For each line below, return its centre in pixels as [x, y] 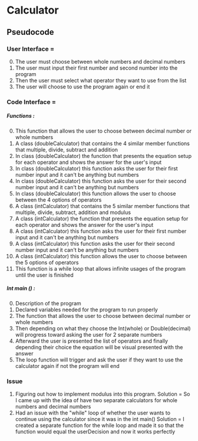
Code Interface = [32, 102]
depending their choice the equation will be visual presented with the [99, 347]
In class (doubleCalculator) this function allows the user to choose [95, 193]
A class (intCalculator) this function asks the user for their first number [101, 231]
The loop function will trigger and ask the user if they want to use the [99, 360]
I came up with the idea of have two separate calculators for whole [96, 400]
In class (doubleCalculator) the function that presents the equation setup [103, 156]
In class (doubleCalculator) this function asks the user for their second [101, 181]
